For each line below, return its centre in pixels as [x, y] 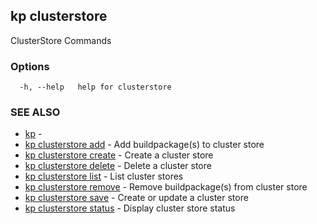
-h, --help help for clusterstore [95, 87]
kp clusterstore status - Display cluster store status [130, 208]
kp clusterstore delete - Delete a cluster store [118, 166]
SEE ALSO [35, 112]
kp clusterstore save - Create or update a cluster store [136, 198]
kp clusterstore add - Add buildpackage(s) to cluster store [144, 145]
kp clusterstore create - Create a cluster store [119, 155]
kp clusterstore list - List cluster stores [104, 176]
